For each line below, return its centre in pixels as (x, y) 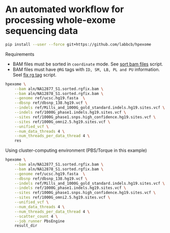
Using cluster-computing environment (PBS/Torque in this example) (76, 150)
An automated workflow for (65, 9)
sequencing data (41, 31)
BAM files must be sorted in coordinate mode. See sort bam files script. (88, 64)
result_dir (26, 226)
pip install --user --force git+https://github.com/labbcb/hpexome (78, 44)
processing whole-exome (61, 20)
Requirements (20, 54)
